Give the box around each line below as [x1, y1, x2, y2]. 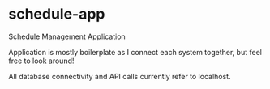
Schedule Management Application [8, 32, 126, 41]
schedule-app [8, 5, 105, 23]
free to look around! [8, 56, 75, 66]
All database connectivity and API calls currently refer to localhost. [8, 71, 231, 81]
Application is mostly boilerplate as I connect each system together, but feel [8, 47, 262, 57]
